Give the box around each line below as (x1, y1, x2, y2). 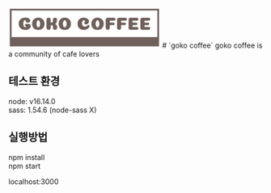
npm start (8, 161, 41, 170)
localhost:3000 (8, 176, 59, 187)
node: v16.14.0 (8, 96, 56, 106)
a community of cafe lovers (8, 49, 100, 59)
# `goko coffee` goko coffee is (161, 40, 263, 50)
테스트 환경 (8, 74, 61, 88)
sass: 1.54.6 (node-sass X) (8, 105, 97, 115)
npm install (8, 152, 45, 162)
